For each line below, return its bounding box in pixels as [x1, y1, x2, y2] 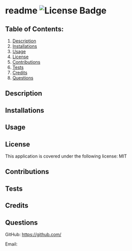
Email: [5, 241, 18, 247]
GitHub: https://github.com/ [5, 231, 62, 237]
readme [5, 5, 38, 16]
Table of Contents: [5, 25, 64, 33]
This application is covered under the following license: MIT [5, 153, 128, 159]
